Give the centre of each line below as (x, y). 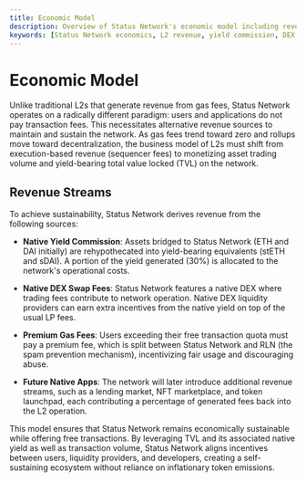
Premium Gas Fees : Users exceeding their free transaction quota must (155, 335)
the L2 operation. (55, 411)
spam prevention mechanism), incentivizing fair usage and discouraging (158, 355)
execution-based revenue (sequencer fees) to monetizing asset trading (143, 154)
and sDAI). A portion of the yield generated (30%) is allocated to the (150, 261)
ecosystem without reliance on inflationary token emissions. (162, 467)
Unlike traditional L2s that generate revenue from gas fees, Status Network (150, 105)
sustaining (29, 467)
